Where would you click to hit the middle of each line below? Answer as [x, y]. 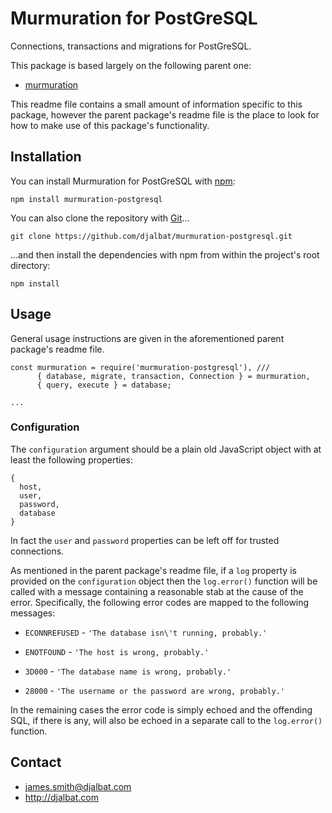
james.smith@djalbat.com [78, 786]
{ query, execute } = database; [104, 385]
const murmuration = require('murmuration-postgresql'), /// [140, 367]
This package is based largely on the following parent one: [131, 65]
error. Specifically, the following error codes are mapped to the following [160, 602]
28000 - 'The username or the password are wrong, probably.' [155, 690]
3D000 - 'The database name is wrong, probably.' [128, 671]
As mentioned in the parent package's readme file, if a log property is [153, 570]
